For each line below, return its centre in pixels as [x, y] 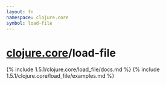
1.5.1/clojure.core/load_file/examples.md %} [60, 76]
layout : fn [20, 12]
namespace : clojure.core [37, 17]
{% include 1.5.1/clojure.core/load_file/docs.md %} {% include [83, 69]
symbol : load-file [29, 23]
